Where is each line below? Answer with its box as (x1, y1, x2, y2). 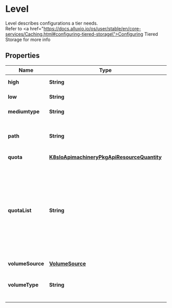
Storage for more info (5, 36, 51, 43)
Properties (5, 51, 40, 60)
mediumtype (8, 108, 40, 115)
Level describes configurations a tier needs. (5, 20, 98, 26)
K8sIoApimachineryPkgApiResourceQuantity (49, 153, 162, 161)
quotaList (8, 206, 32, 214)
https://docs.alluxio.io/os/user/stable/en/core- (43, 25, 141, 31)
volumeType (8, 281, 39, 288)
